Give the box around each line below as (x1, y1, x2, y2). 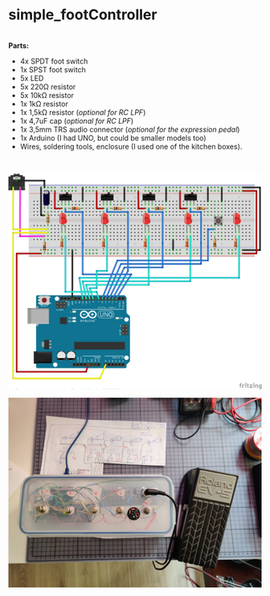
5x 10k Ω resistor (19, 90, 75, 100)
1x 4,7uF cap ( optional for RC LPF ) (19, 116, 134, 125)
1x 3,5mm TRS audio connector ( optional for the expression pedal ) (19, 125, 240, 134)
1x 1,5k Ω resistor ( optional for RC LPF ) (19, 107, 146, 117)
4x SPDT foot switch (19, 56, 88, 66)
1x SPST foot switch (19, 64, 86, 74)
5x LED (19, 73, 44, 83)
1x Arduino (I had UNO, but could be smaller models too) (19, 133, 207, 142)
